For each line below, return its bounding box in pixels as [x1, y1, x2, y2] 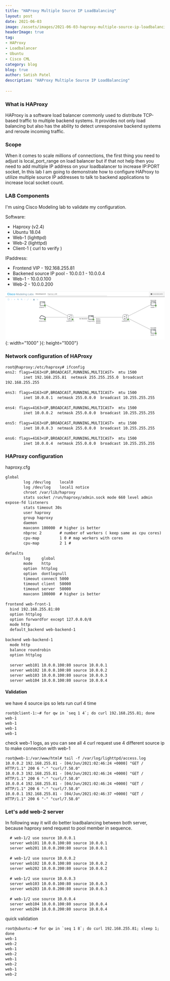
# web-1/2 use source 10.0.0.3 [10, 876, 76, 881]
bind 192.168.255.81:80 [10, 607, 60, 612]
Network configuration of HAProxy [5, 352, 93, 359]
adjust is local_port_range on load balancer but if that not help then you [5, 158, 154, 164]
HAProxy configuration [5, 453, 63, 460]
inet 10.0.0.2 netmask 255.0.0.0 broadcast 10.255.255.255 [23, 411, 155, 416]
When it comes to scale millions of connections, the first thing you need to [5, 152, 160, 159]
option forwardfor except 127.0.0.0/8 [10, 617, 92, 622]
